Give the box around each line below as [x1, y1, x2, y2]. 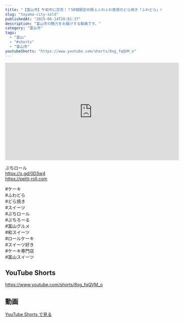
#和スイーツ [5, 229, 30, 235]
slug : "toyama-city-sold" [5, 12, 59, 17]
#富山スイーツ [5, 254, 34, 260]
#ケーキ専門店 [5, 248, 34, 254]
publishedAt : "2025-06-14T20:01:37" [5, 16, 81, 21]
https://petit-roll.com [5, 175, 48, 181]
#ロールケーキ [5, 235, 34, 241]
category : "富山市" [5, 26, 43, 31]
